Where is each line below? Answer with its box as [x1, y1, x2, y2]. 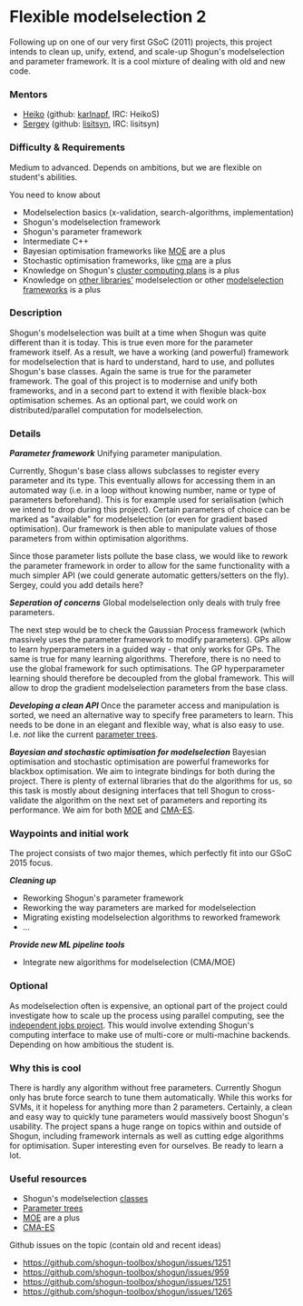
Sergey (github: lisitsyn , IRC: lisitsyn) [22, 118, 160, 129]
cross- [250, 785, 276, 796]
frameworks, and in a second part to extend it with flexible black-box [9, 384, 267, 396]
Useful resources [9, 1172, 88, 1185]
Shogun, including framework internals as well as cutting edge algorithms [9, 1131, 284, 1142]
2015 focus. [9, 857, 54, 869]
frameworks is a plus [22, 284, 102, 294]
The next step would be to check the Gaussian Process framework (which [9, 624, 286, 635]
